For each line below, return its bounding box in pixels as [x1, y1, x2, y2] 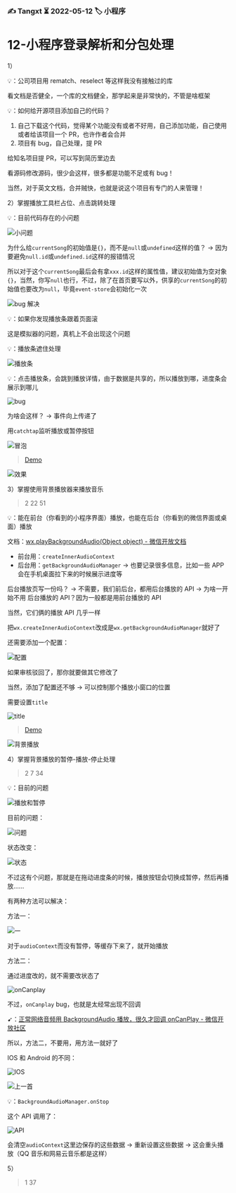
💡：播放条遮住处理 [7, 344, 61, 353]
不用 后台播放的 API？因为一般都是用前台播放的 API [13, 593, 162, 601]
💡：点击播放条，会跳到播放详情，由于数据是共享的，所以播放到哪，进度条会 [7, 374, 227, 382]
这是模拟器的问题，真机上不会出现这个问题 [7, 329, 131, 338]
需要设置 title [7, 698, 48, 706]
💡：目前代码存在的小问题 [7, 213, 79, 222]
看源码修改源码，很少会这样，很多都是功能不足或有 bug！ [7, 169, 174, 177]
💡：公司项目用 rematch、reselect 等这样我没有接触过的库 [7, 76, 173, 85]
